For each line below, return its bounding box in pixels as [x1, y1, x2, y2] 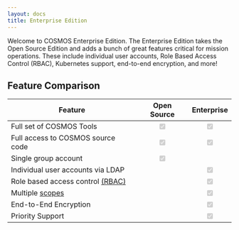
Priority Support [11, 211, 65, 221]
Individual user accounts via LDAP [11, 165, 125, 175]
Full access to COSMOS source [11, 133, 116, 143]
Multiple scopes [11, 188, 65, 198]
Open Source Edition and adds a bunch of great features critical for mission [7, 44, 229, 53]
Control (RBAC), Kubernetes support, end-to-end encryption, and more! [7, 59, 218, 67]
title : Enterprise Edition [7, 17, 87, 24]
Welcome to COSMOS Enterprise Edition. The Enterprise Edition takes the [7, 36, 223, 45]
